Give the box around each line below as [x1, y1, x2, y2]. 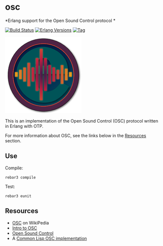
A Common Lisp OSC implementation [12, 235, 87, 241]
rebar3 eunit [5, 193, 32, 199]
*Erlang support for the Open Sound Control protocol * [5, 18, 116, 23]
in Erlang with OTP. [5, 123, 44, 129]
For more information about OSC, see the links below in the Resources [5, 132, 146, 138]
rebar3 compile [5, 175, 36, 180]
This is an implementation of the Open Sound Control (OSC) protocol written [5, 118, 159, 123]
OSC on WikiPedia [12, 220, 49, 225]
